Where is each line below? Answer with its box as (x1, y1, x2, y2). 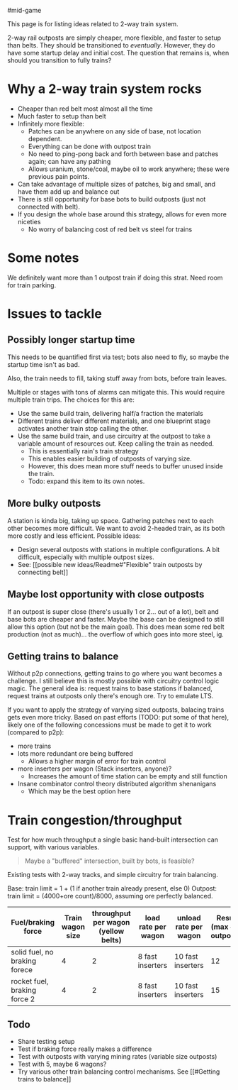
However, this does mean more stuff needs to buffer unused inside (28, 461, 223, 470)
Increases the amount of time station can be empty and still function (28, 772, 228, 781)
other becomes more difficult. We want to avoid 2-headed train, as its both (7, 524, 225, 532)
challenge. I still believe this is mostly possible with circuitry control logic (7, 677, 220, 686)
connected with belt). (17, 202, 80, 211)
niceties (17, 217, 41, 226)
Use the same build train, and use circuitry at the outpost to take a (17, 431, 211, 440)
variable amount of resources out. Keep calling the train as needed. (17, 439, 215, 448)
